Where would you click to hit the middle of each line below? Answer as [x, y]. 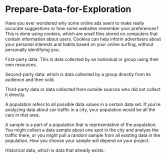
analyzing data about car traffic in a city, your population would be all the [80, 109]
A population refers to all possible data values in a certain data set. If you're [83, 104]
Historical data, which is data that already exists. [55, 150]
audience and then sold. [30, 79]
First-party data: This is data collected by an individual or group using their [82, 59]
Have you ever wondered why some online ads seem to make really [75, 23]
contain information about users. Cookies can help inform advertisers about [83, 39]
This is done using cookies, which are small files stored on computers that [81, 33]
